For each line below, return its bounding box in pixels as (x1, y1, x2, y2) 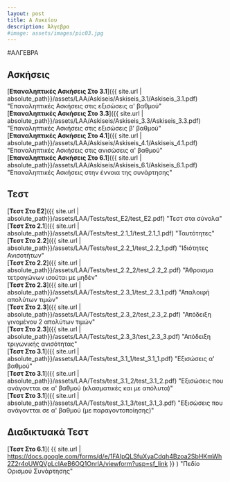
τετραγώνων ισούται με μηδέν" (7, 273, 98, 281)
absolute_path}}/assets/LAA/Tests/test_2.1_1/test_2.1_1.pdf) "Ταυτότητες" (7, 228, 215, 237)
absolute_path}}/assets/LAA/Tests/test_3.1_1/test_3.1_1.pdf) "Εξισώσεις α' (7, 354, 215, 363)
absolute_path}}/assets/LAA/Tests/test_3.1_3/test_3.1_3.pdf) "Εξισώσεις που (7, 399, 223, 407)
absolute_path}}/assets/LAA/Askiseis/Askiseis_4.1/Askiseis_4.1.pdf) (7, 139, 198, 147)
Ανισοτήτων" (7, 251, 45, 259)
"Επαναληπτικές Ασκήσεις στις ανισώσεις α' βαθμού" (7, 147, 163, 155)
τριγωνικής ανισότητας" (7, 340, 78, 348)
